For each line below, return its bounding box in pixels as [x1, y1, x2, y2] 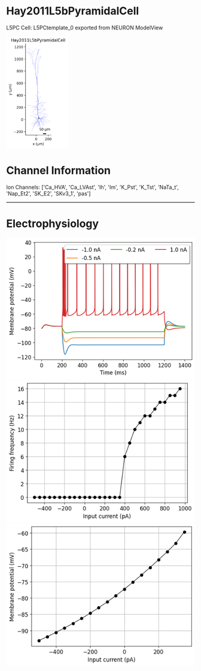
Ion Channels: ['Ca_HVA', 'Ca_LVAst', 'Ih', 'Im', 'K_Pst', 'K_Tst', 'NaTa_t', [6, 183, 179, 191]
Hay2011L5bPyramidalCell [6, 4, 139, 18]
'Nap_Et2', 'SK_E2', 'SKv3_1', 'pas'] [6, 190, 91, 197]
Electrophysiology [6, 217, 99, 231]
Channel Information [6, 164, 111, 177]
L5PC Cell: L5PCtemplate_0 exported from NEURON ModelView [6, 24, 163, 31]
